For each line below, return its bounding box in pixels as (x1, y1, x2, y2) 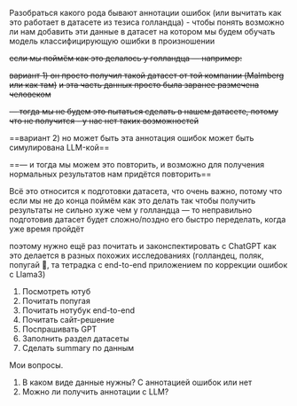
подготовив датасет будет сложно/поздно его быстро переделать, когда (9, 215, 286, 224)
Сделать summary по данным (21, 343, 135, 353)
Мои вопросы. (9, 360, 64, 371)
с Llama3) (9, 269, 46, 279)
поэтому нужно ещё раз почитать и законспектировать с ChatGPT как (9, 241, 277, 251)
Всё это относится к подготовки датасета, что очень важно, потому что (9, 186, 283, 196)
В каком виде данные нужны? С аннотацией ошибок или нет (21, 377, 253, 387)
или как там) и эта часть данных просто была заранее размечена (9, 80, 260, 90)
